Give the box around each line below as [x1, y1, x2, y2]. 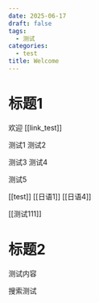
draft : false [8, 19, 52, 28]
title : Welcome [8, 58, 60, 66]
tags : [8, 27, 27, 35]
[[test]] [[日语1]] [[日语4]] [8, 191, 92, 201]
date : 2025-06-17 [8, 11, 67, 20]
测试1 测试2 [8, 139, 47, 150]
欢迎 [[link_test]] [8, 122, 63, 132]
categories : [8, 42, 48, 50]
